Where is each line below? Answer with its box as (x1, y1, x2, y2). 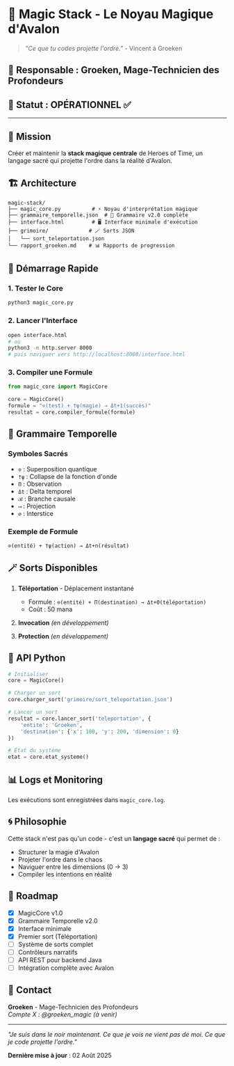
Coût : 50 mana (28, 605, 73, 613)
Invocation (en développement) (17, 618, 110, 627)
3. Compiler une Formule (8, 368, 93, 377)
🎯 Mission (8, 130, 51, 142)
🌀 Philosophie (8, 816, 67, 828)
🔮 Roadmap (8, 891, 58, 902)
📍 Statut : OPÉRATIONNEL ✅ (8, 99, 131, 111)
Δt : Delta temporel (17, 487, 72, 495)
